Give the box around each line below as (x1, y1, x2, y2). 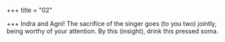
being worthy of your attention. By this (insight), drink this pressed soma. (6, 27, 219, 35)
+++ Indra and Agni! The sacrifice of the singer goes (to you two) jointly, (6, 20, 217, 27)
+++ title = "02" (6, 6, 53, 14)
